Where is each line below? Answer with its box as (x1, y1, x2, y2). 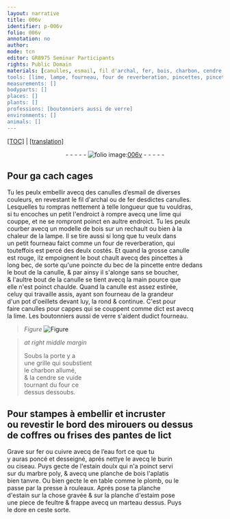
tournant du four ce (23, 381, 79, 389)
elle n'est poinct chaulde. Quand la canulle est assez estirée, (7, 283, 178, 291)
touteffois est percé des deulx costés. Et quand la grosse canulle (7, 246, 190, 255)
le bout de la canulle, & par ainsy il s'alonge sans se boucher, (7, 268, 179, 277)
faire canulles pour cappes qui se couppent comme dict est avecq (7, 305, 194, 313)
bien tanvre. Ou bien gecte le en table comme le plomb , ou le (7, 477, 179, 485)
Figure (23, 325, 42, 333)
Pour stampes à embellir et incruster (7, 408, 166, 420)
